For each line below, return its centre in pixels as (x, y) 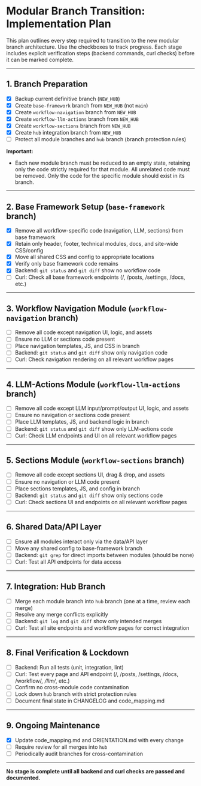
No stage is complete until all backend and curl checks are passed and (96, 771)
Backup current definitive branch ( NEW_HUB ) (68, 99)
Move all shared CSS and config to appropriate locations (84, 257)
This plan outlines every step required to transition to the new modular (93, 40)
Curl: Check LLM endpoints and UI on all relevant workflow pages (96, 435)
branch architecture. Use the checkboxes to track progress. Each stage (94, 47)
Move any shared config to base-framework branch (78, 548)
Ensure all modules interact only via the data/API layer (81, 541)
